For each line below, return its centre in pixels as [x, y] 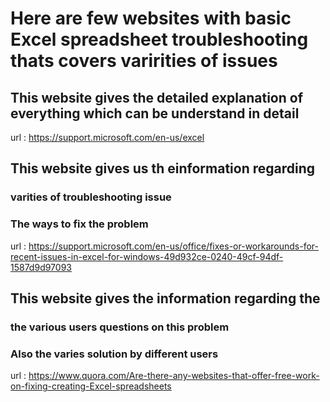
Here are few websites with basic [151, 18]
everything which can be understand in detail [155, 113]
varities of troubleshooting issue [91, 197]
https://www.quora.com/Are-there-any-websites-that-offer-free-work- [174, 376]
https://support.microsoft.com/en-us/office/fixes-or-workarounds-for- [173, 246]
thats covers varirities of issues [144, 61]
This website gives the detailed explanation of [156, 97]
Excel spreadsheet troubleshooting [159, 39]
